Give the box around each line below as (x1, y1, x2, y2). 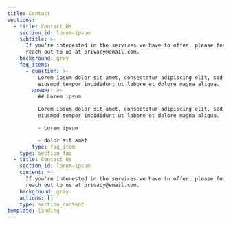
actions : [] (19, 194, 54, 202)
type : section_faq (19, 149, 72, 157)
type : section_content (19, 201, 85, 208)
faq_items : (19, 61, 51, 68)
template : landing (7, 207, 60, 214)
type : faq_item (32, 143, 76, 150)
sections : (7, 17, 36, 23)
